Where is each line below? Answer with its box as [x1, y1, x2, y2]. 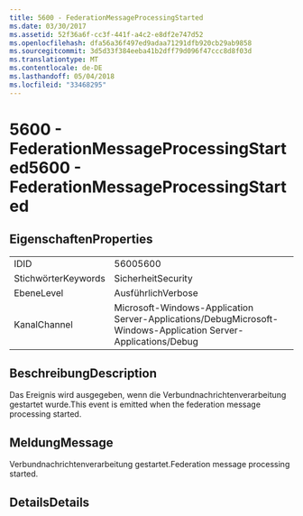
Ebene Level [14, 286, 64, 299]
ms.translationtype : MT [9, 55, 99, 64]
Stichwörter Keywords [14, 272, 106, 284]
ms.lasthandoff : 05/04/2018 [9, 72, 115, 81]
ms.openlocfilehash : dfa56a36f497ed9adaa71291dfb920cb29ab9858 [9, 38, 252, 48]
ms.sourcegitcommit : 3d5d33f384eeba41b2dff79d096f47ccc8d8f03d [9, 47, 252, 56]
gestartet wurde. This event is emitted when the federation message [9, 399, 262, 410]
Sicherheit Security [114, 272, 193, 284]
